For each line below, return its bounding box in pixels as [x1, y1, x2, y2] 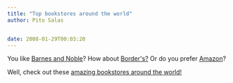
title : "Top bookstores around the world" [7, 10, 133, 17]
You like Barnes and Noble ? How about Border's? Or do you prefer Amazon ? [7, 54, 227, 63]
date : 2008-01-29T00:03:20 [7, 36, 86, 43]
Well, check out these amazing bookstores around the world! [7, 68, 182, 77]
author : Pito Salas [7, 17, 64, 24]
